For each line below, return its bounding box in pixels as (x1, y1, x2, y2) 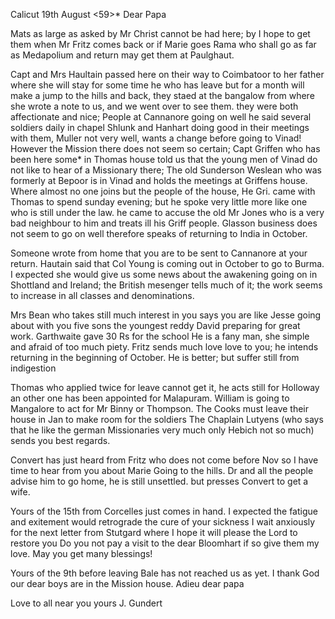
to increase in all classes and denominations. (10, 290, 195, 301)
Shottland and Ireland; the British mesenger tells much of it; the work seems (10, 279, 323, 291)
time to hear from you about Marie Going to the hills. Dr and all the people (10, 465, 314, 476)
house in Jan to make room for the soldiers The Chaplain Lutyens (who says (10, 414, 324, 425)
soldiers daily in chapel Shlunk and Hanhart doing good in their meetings (10, 122, 310, 133)
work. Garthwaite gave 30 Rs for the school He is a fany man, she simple (10, 330, 310, 342)
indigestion (10, 362, 57, 374)
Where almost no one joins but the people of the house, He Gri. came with (10, 185, 316, 197)
